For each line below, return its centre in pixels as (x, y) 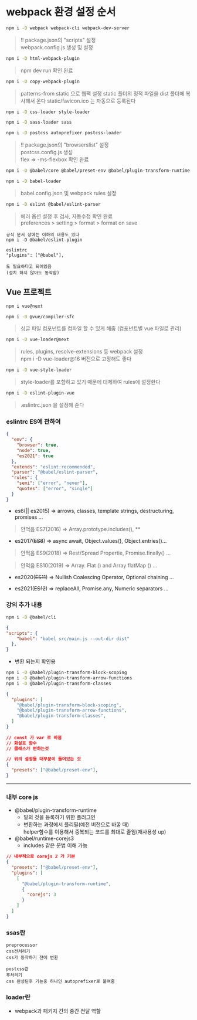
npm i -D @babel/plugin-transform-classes (59, 684)
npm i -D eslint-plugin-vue (40, 393)
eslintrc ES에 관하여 (33, 421)
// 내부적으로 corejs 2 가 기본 (40, 856)
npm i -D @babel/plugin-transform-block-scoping (67, 673)
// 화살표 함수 (21, 743)
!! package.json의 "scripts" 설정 (58, 40)
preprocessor (22, 945)
